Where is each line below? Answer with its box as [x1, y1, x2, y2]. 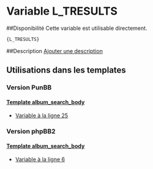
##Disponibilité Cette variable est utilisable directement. [6, 24, 147, 32]
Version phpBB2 [6, 127, 56, 135]
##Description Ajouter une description [6, 47, 103, 54]
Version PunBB [6, 84, 52, 92]
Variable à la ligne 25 [15, 112, 69, 120]
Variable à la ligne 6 [15, 156, 65, 163]
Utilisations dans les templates [6, 65, 127, 76]
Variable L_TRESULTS [6, 4, 118, 18]
